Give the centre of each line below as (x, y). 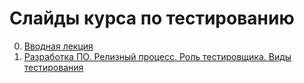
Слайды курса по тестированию (152, 18)
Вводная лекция (58, 46)
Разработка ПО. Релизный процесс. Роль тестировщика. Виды (157, 56)
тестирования (53, 67)
